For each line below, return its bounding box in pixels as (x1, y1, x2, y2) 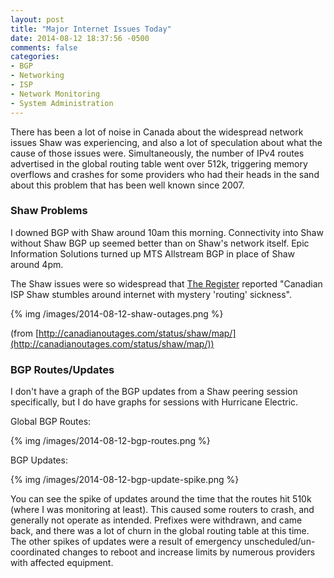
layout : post (10, 14, 65, 25)
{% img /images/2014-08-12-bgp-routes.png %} (10, 435, 211, 447)
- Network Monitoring (10, 89, 101, 99)
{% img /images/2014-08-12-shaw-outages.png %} (10, 307, 224, 320)
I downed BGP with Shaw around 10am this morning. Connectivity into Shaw (10, 226, 324, 238)
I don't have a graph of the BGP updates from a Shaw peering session (10, 386, 298, 398)
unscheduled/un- (243, 536, 316, 548)
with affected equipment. (10, 557, 114, 569)
